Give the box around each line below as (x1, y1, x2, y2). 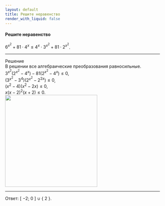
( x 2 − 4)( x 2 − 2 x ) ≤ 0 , (5, 82, 48, 89)
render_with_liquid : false (5, 16, 60, 21)
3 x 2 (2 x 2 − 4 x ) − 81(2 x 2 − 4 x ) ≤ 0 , (5, 69, 70, 76)
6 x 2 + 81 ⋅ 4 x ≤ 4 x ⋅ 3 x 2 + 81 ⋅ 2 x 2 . (5, 42, 70, 50)
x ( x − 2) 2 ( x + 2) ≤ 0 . (5, 88, 46, 95)
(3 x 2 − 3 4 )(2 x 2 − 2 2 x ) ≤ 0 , (5, 76, 56, 83)
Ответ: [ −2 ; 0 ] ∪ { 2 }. (5, 195, 52, 201)
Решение (5, 58, 25, 64)
